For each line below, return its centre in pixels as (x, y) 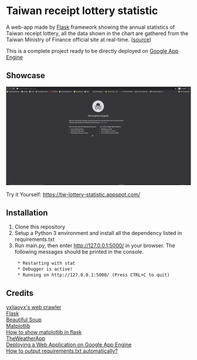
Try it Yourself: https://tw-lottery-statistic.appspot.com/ (73, 194)
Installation (27, 213)
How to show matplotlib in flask (44, 332)
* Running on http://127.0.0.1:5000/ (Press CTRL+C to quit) (94, 275)
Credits (20, 293)
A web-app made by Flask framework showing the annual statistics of (90, 27)
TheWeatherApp (26, 338)
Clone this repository (40, 227)
